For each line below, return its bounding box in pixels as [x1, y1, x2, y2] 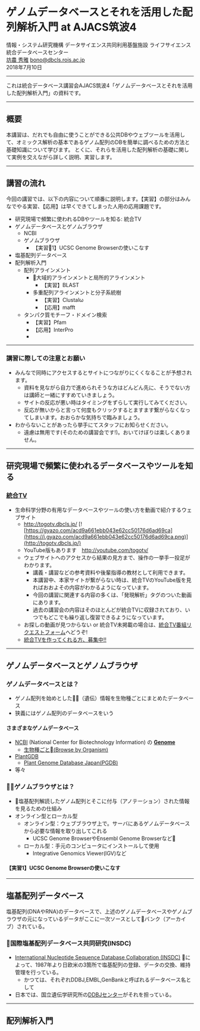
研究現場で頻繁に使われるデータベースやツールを [6, 461, 186, 471]
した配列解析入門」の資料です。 [6, 89, 85, 96]
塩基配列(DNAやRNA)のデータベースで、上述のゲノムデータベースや [6, 907, 173, 915]
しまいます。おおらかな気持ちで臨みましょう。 [29, 413, 143, 421]
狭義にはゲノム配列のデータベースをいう [14, 709, 114, 717]
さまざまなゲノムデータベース [6, 724, 79, 731]
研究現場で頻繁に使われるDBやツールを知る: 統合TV [14, 215, 142, 223]
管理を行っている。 [14, 969, 62, 976]
